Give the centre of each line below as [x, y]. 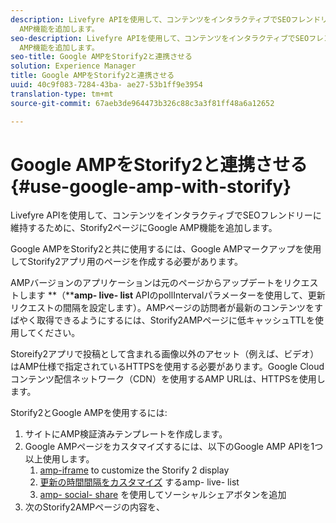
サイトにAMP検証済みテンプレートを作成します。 [126, 434]
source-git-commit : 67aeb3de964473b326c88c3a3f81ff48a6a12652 [142, 103]
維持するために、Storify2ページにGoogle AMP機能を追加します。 [144, 228]
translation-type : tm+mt [62, 94]
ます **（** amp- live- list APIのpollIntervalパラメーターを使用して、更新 [176, 295]
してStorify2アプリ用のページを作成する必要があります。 [127, 262]
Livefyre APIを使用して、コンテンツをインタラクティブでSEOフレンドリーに [166, 215]
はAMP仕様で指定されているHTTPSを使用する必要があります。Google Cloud [167, 367]
